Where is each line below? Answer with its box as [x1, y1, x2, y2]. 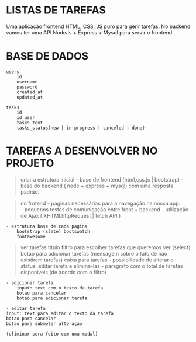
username [16, 79, 38, 85]
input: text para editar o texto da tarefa [6, 310, 114, 316]
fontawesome [16, 233, 46, 239]
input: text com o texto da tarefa [16, 285, 104, 291]
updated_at [16, 94, 43, 100]
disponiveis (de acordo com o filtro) [20, 268, 107, 275]
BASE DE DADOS [6, 50, 89, 63]
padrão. [20, 188, 40, 196]
